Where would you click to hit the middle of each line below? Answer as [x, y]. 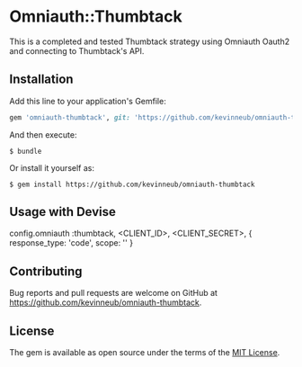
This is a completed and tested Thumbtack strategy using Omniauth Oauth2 [150, 41]
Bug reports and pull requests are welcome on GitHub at [114, 293]
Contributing [46, 271]
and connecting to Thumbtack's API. [77, 50]
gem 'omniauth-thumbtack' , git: [70, 117]
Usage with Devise [63, 212]
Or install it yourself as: [52, 167]
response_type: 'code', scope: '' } [71, 243]
